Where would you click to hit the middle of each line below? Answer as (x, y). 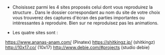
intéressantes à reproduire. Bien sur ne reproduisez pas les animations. (85, 23)
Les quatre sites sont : (35, 32)
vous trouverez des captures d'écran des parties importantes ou (79, 18)
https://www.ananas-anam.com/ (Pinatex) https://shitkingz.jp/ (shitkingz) (80, 42)
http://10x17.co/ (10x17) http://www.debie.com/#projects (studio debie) (78, 47)
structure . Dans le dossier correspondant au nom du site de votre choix (86, 12)
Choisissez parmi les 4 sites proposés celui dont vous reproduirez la (82, 7)
